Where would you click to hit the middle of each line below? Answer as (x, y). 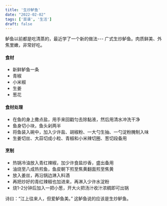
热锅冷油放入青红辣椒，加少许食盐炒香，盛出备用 (63, 163)
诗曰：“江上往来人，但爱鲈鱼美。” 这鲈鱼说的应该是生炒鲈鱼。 (68, 198)
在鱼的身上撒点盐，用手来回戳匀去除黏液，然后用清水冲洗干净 (76, 119)
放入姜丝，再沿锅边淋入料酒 (41, 175)
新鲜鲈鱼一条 (26, 70)
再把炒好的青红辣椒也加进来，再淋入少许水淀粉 (61, 181)
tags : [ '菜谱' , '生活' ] (28, 19)
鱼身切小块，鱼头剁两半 (37, 126)
